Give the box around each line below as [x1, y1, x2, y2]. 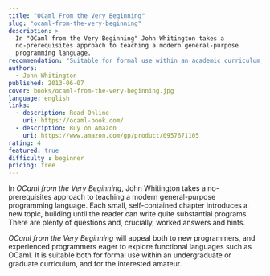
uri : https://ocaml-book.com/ [22, 117, 125, 125]
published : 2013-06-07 [8, 79, 84, 87]
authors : [8, 64, 38, 72]
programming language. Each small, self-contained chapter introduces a [8, 200, 248, 210]
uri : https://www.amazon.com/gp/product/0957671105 [22, 131, 199, 139]
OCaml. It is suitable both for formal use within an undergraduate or [8, 250, 231, 260]
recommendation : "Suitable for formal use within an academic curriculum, [8, 57, 264, 65]
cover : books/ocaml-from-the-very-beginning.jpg [8, 86, 174, 95]
